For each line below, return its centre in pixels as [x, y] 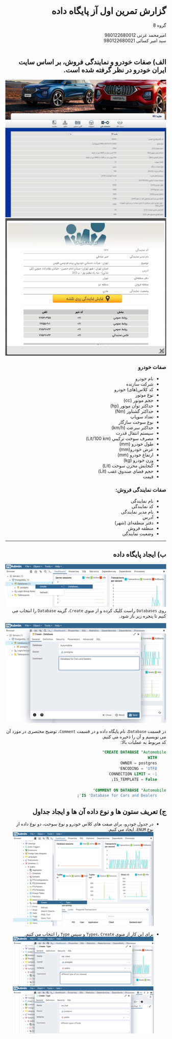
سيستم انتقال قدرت [134, 433]
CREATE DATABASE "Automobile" [134, 752]
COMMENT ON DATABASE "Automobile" [129, 790]
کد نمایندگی [142, 506]
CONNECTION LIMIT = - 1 [133, 774]
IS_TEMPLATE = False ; [134, 779]
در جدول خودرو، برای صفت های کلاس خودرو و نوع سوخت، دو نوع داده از [85, 824]
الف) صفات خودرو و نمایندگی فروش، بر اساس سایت [92, 62]
